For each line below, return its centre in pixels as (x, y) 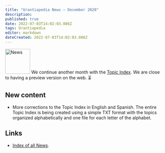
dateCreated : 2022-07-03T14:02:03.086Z (46, 38)
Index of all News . (31, 145)
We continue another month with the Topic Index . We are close (95, 72)
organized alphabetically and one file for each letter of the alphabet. (82, 118)
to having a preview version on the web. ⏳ (48, 77)
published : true (22, 19)
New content (26, 95)
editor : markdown (23, 33)
